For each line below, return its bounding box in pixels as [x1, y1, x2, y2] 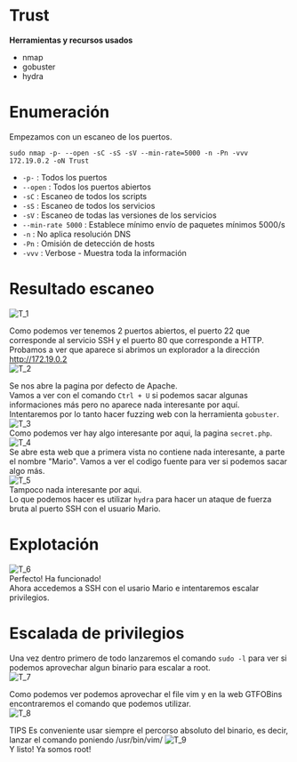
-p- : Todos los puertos [21, 172, 108, 182]
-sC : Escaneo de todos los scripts [21, 190, 148, 201]
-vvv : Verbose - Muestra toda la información [21, 247, 187, 258]
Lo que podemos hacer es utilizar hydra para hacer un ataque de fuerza [9, 493, 272, 504]
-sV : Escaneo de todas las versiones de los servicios [21, 210, 217, 221]
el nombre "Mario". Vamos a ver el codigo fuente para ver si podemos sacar [9, 455, 287, 467]
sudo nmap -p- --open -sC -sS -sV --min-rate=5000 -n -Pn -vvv [9, 148, 249, 157]
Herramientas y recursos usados [9, 35, 133, 45]
